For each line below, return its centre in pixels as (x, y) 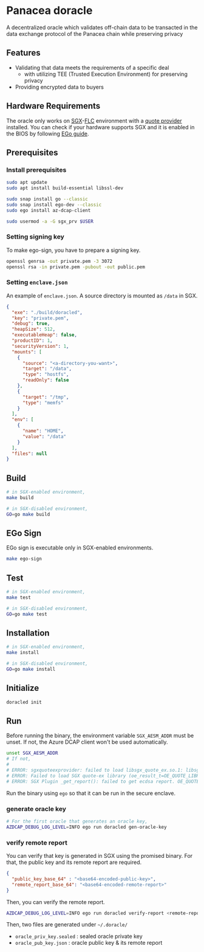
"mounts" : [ (27, 352)
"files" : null (29, 454)
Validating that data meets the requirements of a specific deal (92, 67)
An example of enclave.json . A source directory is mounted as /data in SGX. (102, 296)
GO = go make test (27, 614)
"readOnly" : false (46, 380)
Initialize (23, 688)
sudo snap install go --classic (47, 199)
